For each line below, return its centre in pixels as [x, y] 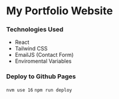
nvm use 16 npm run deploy [39, 90]
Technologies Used [35, 30]
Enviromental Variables [43, 61]
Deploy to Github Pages [41, 76]
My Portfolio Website [59, 11]
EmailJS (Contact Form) [44, 55]
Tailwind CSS [31, 49]
